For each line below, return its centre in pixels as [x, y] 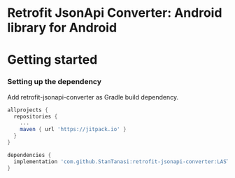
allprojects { [28, 110]
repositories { [36, 116]
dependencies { [29, 155]
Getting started [52, 60]
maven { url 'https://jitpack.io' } [73, 130]
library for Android [62, 28]
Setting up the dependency [55, 82]
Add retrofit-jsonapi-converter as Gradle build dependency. [93, 97]
